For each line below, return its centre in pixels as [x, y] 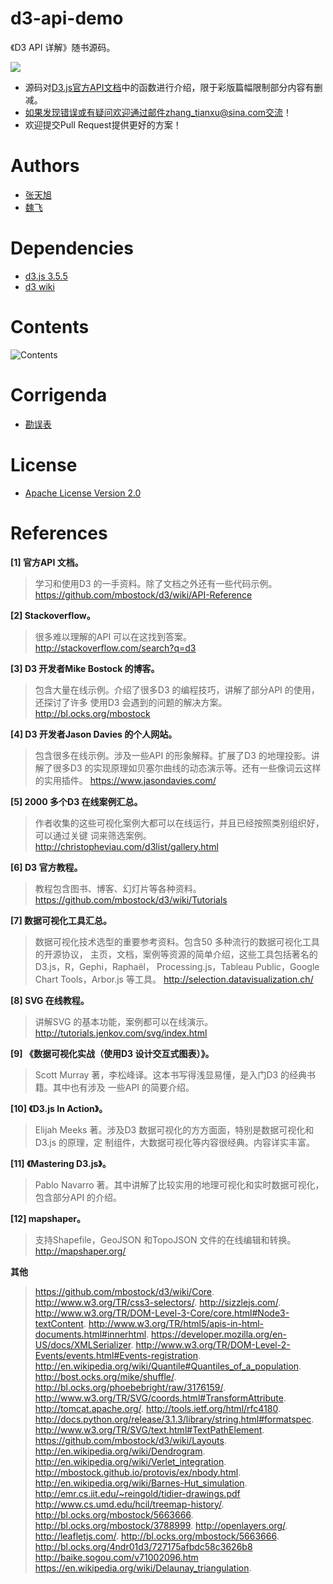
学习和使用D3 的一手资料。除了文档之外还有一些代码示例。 [156, 583]
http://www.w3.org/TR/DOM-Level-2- [213, 1344]
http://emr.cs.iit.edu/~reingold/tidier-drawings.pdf [137, 1493]
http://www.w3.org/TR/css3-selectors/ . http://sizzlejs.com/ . [158, 1302]
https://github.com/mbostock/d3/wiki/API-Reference [143, 594]
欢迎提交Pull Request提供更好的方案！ [103, 124]
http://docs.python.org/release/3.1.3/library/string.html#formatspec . [174, 1419]
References [59, 533]
